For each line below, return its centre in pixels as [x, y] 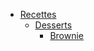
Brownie [67, 35]
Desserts [53, 25]
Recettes [38, 14]
